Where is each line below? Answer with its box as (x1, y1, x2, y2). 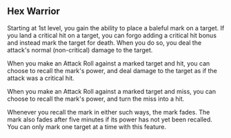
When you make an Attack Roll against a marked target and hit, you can (7, 59, 210, 68)
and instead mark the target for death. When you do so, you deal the (7, 38, 202, 47)
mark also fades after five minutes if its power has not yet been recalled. (7, 115, 212, 124)
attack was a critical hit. (7, 74, 74, 82)
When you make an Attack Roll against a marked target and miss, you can (7, 87, 216, 95)
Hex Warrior (7, 6, 61, 17)
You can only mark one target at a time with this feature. (7, 122, 167, 130)
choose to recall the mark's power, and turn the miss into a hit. (7, 95, 185, 103)
